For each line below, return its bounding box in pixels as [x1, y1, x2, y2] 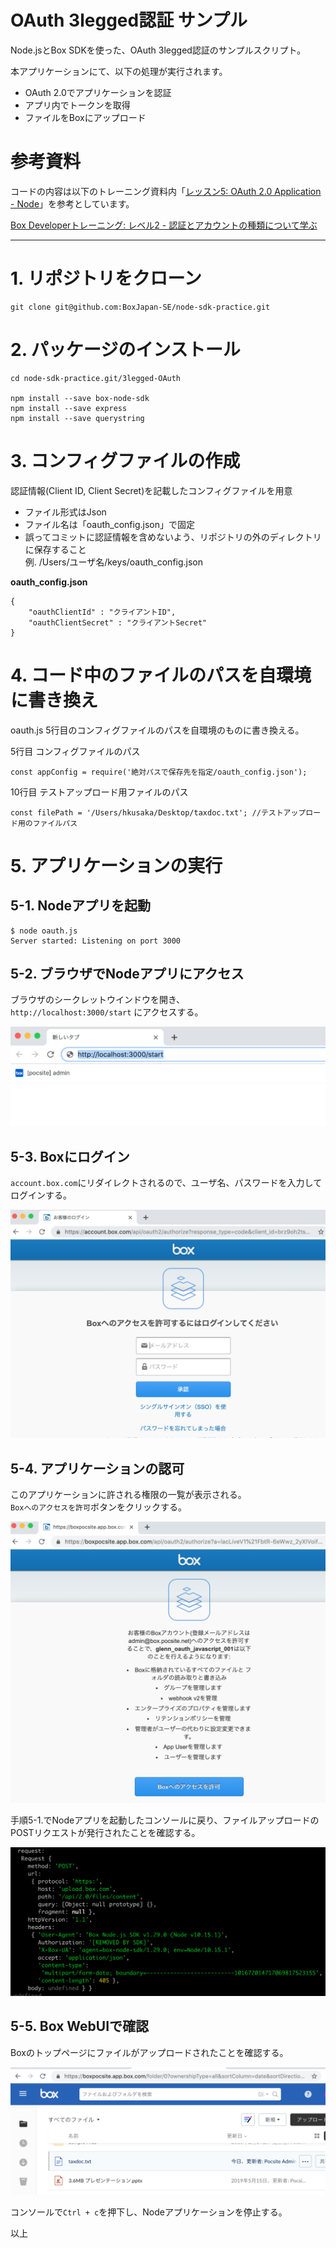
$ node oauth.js [10, 926, 78, 936]
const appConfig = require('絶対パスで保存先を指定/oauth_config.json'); [10, 767, 308, 777]
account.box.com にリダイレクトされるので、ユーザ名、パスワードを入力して [10, 1177, 323, 1189]
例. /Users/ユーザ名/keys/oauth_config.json [24, 556, 204, 568]
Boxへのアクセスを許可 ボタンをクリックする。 [10, 1501, 187, 1513]
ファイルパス [32, 818, 78, 828]
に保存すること [24, 543, 87, 555]
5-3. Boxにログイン [10, 1148, 130, 1165]
